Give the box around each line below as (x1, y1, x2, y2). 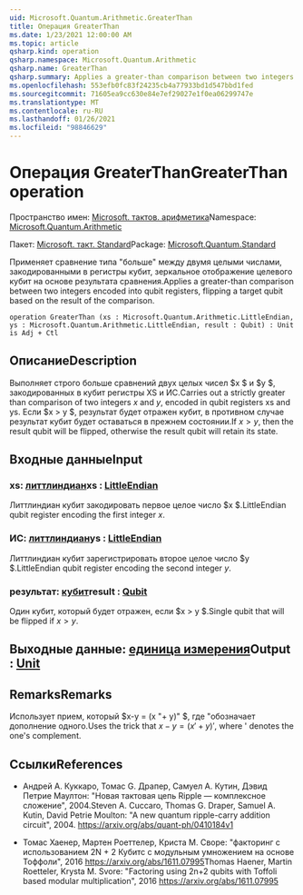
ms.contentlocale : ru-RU (9, 106, 103, 115)
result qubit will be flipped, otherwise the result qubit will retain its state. (9, 425, 279, 436)
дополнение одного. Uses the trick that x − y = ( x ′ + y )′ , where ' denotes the (9, 721, 295, 731)
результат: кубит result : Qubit (9, 585, 148, 598)
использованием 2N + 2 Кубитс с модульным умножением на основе (22, 847, 295, 858)
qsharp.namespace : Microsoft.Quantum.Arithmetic (9, 55, 197, 65)
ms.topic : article (9, 38, 79, 48)
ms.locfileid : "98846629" (9, 124, 107, 133)
